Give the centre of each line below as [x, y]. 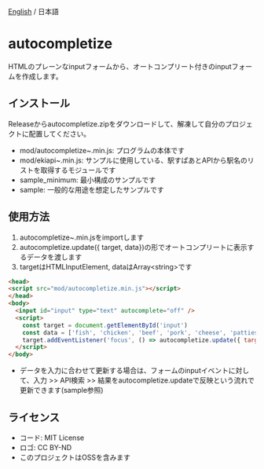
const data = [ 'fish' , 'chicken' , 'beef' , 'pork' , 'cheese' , [125, 332]
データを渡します [54, 257]
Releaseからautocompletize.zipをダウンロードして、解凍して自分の [117, 123]
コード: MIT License [52, 438]
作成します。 [42, 76]
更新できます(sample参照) [61, 390]
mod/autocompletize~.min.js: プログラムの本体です [102, 150]
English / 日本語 [33, 11]
